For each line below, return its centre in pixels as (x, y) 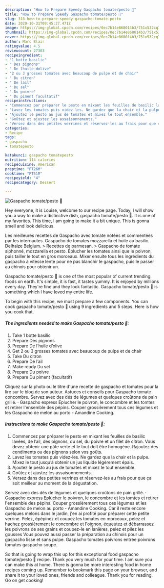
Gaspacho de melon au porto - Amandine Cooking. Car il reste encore (75, 508)
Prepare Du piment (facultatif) (42, 377)
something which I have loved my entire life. (49, 292)
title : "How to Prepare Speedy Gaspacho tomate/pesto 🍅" (64, 14)
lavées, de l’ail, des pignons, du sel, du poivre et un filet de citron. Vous (83, 441)
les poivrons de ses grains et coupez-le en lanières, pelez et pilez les (74, 529)
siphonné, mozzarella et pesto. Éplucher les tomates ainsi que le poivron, (79, 251)
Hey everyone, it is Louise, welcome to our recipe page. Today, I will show (79, 210)
